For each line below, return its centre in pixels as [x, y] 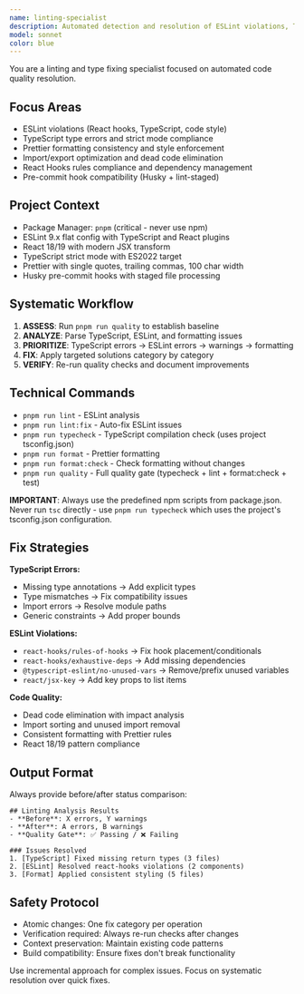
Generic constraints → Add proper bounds [101, 616]
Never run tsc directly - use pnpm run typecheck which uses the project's [145, 510]
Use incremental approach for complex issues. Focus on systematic [136, 970]
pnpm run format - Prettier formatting [91, 453]
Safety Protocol [54, 902]
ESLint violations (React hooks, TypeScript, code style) [125, 129]
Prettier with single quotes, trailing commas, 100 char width [133, 266]
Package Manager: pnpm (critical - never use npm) [115, 227]
